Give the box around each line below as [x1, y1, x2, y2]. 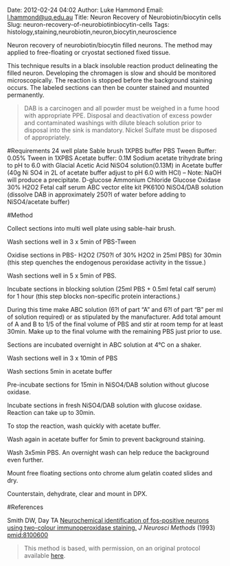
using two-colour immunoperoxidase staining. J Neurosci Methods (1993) [7, 523, 216, 532]
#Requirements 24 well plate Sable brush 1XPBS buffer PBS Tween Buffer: [7, 147, 217, 155]
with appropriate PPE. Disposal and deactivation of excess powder [23, 111, 213, 120]
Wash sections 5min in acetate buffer [7, 367, 113, 375]
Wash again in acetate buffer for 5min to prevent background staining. [7, 435, 205, 443]
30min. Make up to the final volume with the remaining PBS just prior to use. [7, 328, 222, 335]
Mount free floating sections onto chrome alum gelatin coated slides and [7, 469, 213, 477]
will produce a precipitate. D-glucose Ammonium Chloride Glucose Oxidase [7, 176, 221, 184]
